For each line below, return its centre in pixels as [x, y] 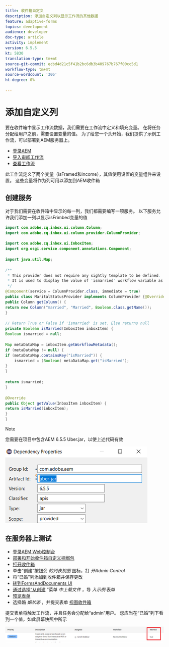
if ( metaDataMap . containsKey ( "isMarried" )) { [54, 355]
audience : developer [27, 32]
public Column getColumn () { [36, 302]
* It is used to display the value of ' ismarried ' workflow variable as [85, 281]
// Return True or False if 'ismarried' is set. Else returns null [77, 323]
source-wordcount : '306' [31, 75]
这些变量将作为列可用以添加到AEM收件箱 [57, 180]
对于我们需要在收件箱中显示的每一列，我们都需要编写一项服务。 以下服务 [81, 211]
